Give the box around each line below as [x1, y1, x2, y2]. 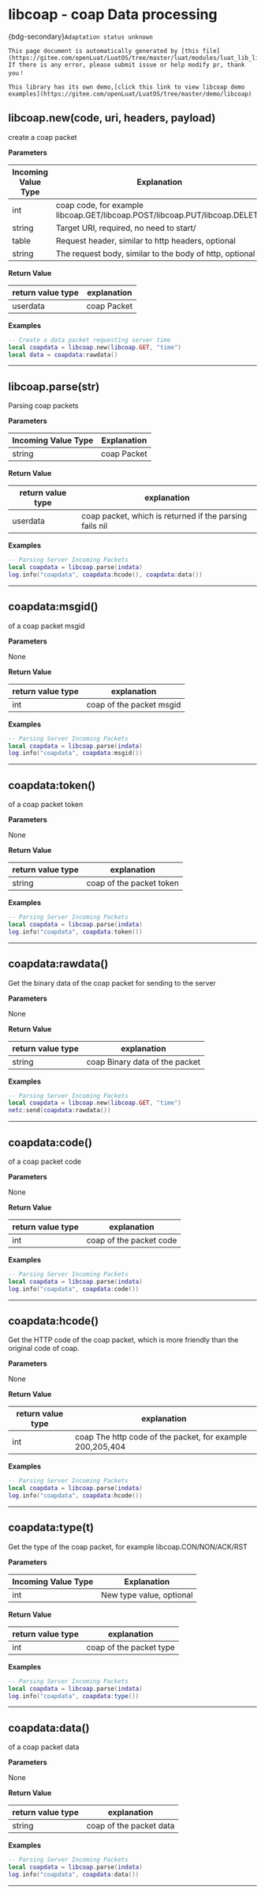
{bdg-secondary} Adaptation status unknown [8, 32, 154, 41]
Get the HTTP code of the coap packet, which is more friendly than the [8, 1335, 239, 1345]
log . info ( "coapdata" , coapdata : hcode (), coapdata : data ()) [8, 571, 203, 579]
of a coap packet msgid [8, 621, 85, 630]
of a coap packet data [8, 1742, 80, 1752]
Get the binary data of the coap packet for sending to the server [8, 978, 217, 987]
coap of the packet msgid [86, 699, 181, 710]
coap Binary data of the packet [86, 1056, 201, 1067]
